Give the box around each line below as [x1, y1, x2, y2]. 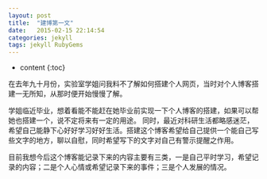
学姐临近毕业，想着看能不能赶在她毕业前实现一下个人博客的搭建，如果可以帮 [8, 106, 259, 116]
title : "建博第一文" [8, 19, 74, 27]
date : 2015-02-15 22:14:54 [8, 26, 105, 34]
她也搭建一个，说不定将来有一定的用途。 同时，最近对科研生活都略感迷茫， [8, 116, 254, 125]
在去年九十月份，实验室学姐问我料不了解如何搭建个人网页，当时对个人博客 [8, 79, 252, 89]
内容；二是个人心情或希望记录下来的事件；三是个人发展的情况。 [21, 162, 231, 172]
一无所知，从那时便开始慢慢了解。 [14, 89, 127, 99]
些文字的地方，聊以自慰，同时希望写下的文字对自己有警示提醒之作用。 [8, 135, 238, 145]
